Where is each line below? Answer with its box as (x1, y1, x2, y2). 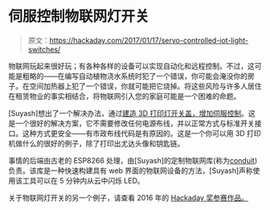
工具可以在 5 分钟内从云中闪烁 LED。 (22, 175, 145, 185)
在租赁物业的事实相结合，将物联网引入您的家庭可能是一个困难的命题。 (8, 91, 241, 101)
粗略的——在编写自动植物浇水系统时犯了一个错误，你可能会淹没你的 (22, 71, 247, 80)
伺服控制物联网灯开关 (8, 7, 150, 26)
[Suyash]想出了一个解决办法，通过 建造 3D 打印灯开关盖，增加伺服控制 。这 (8, 108, 256, 117)
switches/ (27, 44, 61, 54)
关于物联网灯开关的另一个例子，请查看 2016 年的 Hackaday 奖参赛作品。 (8, 192, 249, 202)
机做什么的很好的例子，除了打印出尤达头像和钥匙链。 (8, 138, 185, 148)
